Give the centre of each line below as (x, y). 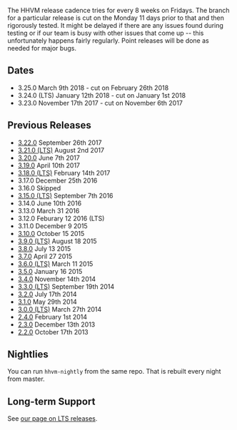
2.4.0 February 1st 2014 (52, 317)
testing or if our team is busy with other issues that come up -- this (106, 33)
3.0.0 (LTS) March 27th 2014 (60, 309)
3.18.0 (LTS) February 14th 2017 (64, 173)
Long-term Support (51, 401)
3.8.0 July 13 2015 (44, 248)
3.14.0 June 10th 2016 (50, 203)
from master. (26, 379)
